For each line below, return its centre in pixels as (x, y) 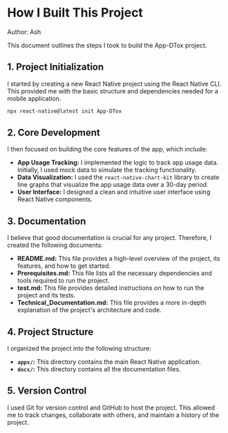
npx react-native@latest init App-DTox (65, 111)
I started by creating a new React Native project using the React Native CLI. (114, 84)
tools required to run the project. (63, 281)
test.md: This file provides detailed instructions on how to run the (111, 288)
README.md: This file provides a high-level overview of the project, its (118, 259)
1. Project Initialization (56, 67)
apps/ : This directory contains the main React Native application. (109, 362)
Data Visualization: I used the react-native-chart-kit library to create (118, 177)
